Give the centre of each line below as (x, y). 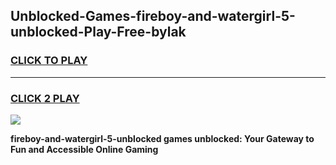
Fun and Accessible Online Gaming (84, 149)
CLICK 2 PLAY (45, 98)
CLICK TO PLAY (49, 61)
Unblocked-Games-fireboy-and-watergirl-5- (153, 16)
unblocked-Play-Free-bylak (98, 32)
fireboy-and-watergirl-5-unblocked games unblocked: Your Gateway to (162, 138)
